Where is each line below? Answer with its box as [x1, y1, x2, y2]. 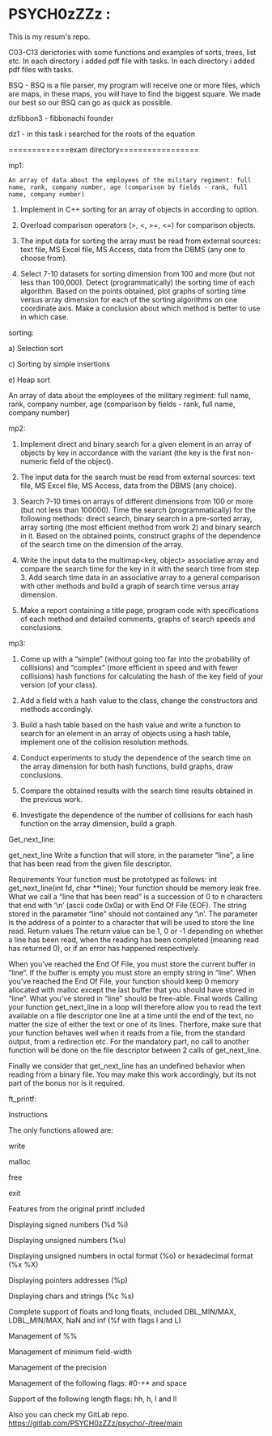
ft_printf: [8, 1094, 37, 1104]
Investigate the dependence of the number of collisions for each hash [19, 810, 253, 820]
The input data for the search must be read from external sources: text [19, 472, 256, 482]
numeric [19, 456, 49, 466]
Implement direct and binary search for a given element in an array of [19, 439, 253, 448]
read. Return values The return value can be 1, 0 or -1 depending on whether [8, 926, 263, 936]
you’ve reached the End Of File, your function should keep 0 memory [8, 976, 239, 986]
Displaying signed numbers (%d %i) [8, 1220, 129, 1229]
